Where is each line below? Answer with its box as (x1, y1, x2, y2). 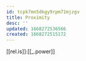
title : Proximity (6, 14, 50, 21)
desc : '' (6, 20, 28, 26)
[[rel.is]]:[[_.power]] (6, 48, 56, 55)
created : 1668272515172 (6, 31, 67, 37)
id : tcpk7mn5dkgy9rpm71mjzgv (6, 8, 80, 15)
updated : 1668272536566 (6, 25, 67, 32)
